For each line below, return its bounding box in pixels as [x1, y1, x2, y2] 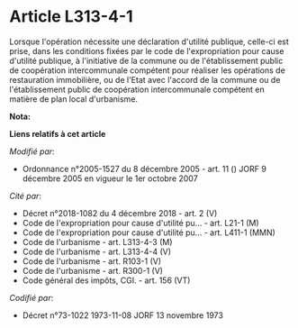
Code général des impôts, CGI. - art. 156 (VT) [22, 275, 191, 286]
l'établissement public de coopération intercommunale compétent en [9, 84, 265, 95]
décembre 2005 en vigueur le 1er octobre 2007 [22, 173, 198, 184]
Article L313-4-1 [9, 6, 133, 27]
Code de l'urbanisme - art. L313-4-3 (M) [22, 236, 173, 247]
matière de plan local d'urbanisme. [9, 93, 138, 105]
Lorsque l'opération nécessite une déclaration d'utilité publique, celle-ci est [9, 36, 290, 47]
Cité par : [9, 190, 42, 201]
